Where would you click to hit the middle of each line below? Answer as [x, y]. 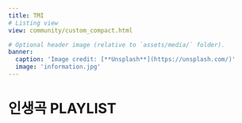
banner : [21, 52]
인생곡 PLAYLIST [62, 109]
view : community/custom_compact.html [71, 30]
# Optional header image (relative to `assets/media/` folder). [117, 44]
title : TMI [26, 15]
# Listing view [33, 23]
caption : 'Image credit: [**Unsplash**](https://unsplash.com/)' [126, 60]
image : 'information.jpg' [58, 67]
